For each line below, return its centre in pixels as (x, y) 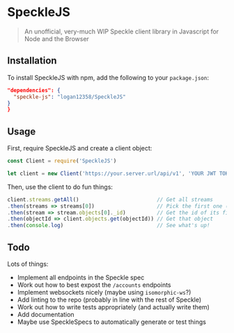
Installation (32, 61)
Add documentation (46, 315)
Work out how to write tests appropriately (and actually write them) (114, 307)
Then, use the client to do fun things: (60, 187)
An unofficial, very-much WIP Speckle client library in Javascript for (122, 31)
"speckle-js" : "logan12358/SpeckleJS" (70, 97)
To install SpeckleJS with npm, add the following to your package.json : (108, 77)
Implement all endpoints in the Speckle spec (81, 277)
